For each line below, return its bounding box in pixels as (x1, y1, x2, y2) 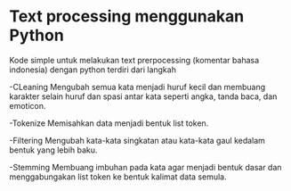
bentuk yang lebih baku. (9, 145, 98, 155)
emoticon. (9, 100, 46, 111)
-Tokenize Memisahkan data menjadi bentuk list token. (9, 118, 209, 129)
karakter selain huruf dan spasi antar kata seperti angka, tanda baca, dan (9, 91, 278, 102)
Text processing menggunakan (9, 6, 245, 27)
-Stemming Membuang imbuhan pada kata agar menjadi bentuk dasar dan (9, 162, 282, 172)
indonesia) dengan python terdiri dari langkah (9, 64, 176, 75)
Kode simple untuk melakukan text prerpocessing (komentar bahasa (9, 54, 260, 65)
